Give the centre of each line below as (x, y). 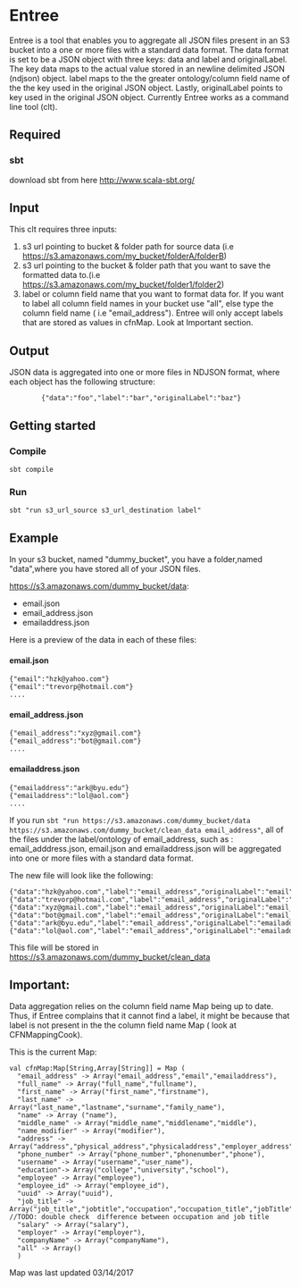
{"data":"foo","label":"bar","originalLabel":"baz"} (142, 399)
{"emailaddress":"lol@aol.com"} (69, 795)
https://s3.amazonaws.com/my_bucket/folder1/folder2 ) (123, 285)
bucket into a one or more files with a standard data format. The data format (149, 49)
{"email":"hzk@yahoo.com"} (59, 679)
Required (35, 135)
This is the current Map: (53, 1052)
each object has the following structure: (83, 382)
